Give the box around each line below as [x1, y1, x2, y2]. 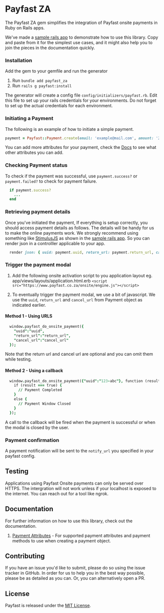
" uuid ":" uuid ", [14, 328, 45, 334]
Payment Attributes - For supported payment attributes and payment [12, 533, 150, 539]
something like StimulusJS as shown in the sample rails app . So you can [5, 235, 150, 241]
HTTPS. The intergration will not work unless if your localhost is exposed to [5, 485, 157, 491]
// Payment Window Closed [18, 401, 71, 406]
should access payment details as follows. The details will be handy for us [5, 224, 154, 231]
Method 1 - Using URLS [5, 313, 53, 319]
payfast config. [5, 453, 36, 459]
